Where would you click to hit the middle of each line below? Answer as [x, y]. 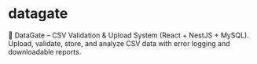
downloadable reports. [45, 52]
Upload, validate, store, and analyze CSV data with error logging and [119, 43]
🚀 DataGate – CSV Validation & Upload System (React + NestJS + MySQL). [128, 35]
